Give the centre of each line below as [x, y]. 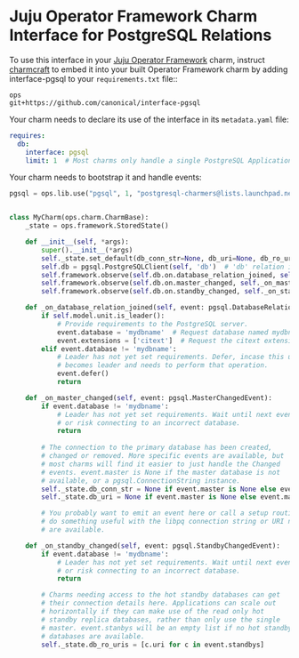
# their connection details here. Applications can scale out [159, 603]
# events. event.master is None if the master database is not [161, 472]
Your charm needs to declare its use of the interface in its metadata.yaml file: [149, 119]
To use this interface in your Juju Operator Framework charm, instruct [137, 60]
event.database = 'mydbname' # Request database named [162, 332]
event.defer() [83, 374]
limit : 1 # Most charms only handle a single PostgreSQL [135, 160]
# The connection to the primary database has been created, [157, 448]
